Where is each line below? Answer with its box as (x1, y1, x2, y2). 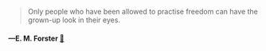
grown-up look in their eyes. (27, 15, 121, 25)
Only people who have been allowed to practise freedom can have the (27, 7, 259, 16)
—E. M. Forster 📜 (8, 33, 65, 43)
